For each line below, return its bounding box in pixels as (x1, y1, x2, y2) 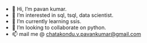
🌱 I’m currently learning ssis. (11, 18, 82, 24)
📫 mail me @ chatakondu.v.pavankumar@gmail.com (11, 31, 141, 37)
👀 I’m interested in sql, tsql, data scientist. (11, 12, 114, 19)
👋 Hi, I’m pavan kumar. (11, 6, 67, 12)
